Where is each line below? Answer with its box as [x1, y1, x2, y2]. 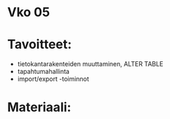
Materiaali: [7, 99, 72, 115]
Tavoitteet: [7, 37, 72, 53]
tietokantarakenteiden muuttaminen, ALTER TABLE [17, 60, 164, 68]
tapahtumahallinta [17, 68, 70, 76]
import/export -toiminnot [17, 75, 89, 83]
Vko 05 [7, 4, 51, 20]
